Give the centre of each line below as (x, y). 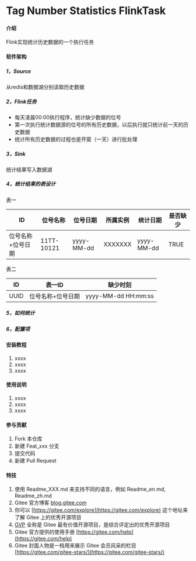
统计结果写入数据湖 (29, 169)
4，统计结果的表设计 (31, 184)
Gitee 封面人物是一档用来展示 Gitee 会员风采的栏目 (75, 546)
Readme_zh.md (33, 496)
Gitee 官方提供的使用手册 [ (46, 532)
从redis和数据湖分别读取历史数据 (45, 87)
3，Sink (16, 154)
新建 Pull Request (35, 461)
